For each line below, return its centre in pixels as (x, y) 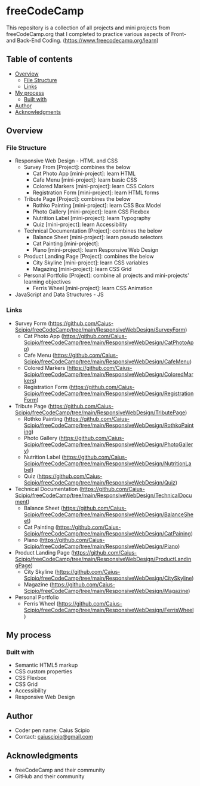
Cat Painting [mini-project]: (66, 243)
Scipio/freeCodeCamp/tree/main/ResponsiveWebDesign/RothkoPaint (109, 425)
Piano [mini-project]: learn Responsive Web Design (96, 250)
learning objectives (47, 282)
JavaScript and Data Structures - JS (59, 294)
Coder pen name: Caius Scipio (52, 730)
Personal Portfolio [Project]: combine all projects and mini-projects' (106, 275)
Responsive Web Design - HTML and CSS (66, 161)
